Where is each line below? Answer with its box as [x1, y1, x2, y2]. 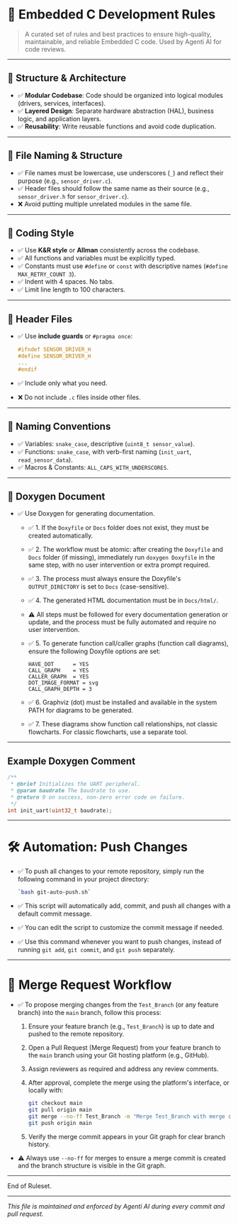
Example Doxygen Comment [7, 755, 136, 767]
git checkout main [28, 1099, 83, 1107]
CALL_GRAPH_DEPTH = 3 [28, 686, 92, 693]
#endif [17, 365, 38, 373]
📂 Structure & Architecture [7, 72, 127, 84]
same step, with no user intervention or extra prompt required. [28, 560, 210, 570]
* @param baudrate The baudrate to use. [10, 787, 132, 794]
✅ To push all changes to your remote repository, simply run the [17, 867, 205, 875]
